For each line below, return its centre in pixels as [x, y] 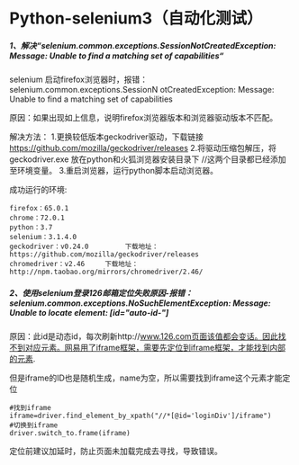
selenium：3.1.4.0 [43, 237]
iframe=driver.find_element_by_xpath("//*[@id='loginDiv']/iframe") [140, 416]
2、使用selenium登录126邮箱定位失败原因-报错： [101, 292]
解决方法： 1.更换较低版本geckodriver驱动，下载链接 [107, 137]
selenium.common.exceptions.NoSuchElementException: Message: [140, 303]
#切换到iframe [34, 425]
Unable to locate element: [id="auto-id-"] [89, 312]
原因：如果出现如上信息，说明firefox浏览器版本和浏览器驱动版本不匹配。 [144, 118]
